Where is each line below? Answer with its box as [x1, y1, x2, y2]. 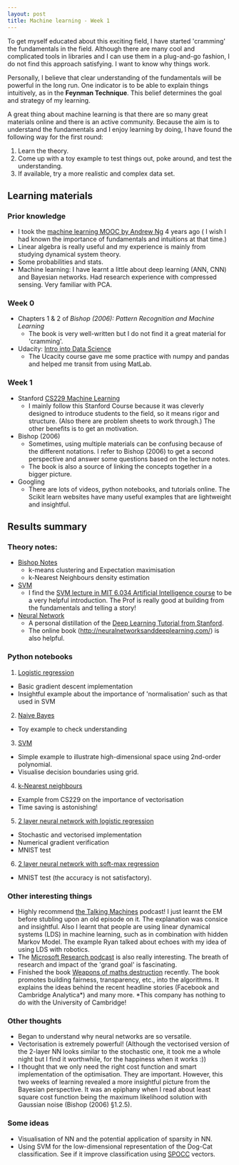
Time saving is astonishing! [17, 803, 98, 811]
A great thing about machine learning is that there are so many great [7, 110, 208, 118]
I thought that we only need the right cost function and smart [17, 1062, 197, 1071]
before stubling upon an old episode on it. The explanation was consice [17, 915, 228, 924]
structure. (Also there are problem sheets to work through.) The [28, 417, 215, 425]
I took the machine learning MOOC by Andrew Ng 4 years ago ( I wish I [17, 228, 227, 236]
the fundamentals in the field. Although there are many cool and [7, 44, 195, 53]
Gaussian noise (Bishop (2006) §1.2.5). [17, 1100, 132, 1109]
